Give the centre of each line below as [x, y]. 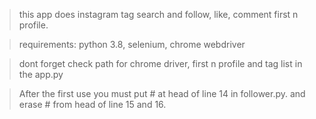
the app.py [41, 74]
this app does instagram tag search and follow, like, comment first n [158, 14]
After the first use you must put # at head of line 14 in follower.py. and [162, 93]
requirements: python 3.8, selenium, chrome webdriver [132, 44]
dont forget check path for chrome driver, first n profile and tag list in [160, 63]
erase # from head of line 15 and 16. [92, 104]
